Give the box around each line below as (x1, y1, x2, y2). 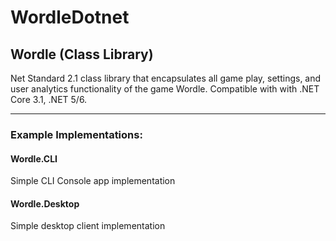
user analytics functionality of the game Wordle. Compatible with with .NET (10, 83, 320, 95)
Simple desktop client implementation (10, 220, 166, 232)
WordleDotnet (10, 6, 130, 29)
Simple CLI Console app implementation (10, 175, 176, 187)
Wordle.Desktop (10, 197, 80, 210)
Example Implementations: (10, 127, 143, 141)
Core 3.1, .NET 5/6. (10, 94, 88, 105)
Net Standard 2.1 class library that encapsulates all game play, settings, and (10, 72, 322, 84)
